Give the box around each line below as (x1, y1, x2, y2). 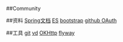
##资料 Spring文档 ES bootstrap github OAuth (6, 17, 117, 24)
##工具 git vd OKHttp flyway (6, 29, 75, 36)
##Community (6, 5, 41, 12)
